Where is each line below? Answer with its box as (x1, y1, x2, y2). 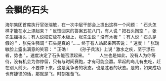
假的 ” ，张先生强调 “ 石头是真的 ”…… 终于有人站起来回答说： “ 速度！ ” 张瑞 (5, 40, 160, 46)
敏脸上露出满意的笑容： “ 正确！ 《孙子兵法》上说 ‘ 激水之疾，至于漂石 (5, 46, 155, 52)
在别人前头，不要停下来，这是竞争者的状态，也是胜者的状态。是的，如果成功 (5, 64, 161, 70)
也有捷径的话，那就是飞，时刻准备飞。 (5, 71, 83, 77)
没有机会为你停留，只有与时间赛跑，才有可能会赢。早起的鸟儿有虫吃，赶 (13, 58, 161, 64)
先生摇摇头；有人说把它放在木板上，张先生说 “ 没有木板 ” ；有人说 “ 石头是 (5, 34, 157, 40)
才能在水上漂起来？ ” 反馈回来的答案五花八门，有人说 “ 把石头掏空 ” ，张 (9, 27, 157, 33)
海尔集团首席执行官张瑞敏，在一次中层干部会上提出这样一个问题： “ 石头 (5, 22, 153, 27)
